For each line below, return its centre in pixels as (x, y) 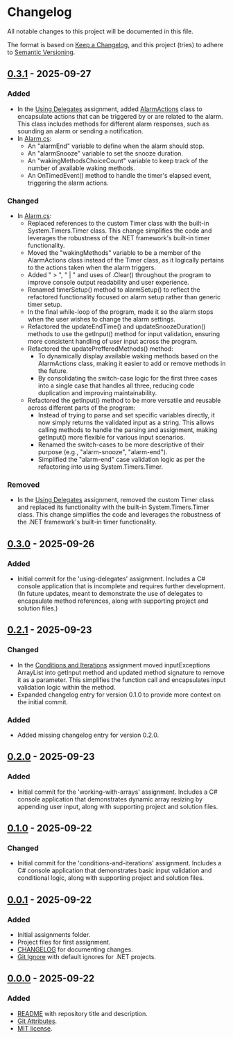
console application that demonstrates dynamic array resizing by (110, 799)
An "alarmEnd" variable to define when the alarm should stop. (116, 146)
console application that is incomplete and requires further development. (121, 586)
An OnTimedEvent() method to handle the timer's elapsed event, (119, 175)
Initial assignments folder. (54, 934)
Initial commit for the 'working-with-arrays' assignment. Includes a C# (117, 792)
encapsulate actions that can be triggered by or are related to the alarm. (120, 116)
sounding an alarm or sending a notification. (80, 131)
